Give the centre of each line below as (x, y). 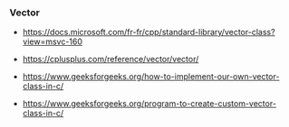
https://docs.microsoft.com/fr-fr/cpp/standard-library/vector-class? (149, 32)
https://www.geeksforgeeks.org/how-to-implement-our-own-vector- (151, 77)
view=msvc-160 (53, 41)
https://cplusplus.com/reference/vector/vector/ (111, 59)
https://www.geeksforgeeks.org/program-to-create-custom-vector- (149, 104)
